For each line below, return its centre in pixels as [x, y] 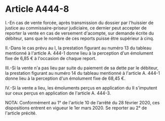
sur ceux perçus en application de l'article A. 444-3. [58, 93]
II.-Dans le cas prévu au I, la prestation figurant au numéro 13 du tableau [78, 48]
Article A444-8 [37, 9]
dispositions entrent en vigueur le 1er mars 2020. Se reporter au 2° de [76, 108]
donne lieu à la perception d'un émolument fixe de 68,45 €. [65, 78]
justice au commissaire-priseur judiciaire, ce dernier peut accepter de [76, 28]
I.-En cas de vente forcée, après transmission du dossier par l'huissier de [79, 23]
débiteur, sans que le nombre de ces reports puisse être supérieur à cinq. [80, 38]
